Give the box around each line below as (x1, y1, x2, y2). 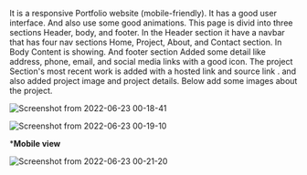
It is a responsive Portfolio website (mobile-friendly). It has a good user (9, 8, 277, 18)
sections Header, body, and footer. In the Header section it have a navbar (9, 27, 285, 37)
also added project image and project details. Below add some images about (9, 76, 298, 86)
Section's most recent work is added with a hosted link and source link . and (9, 66, 297, 77)
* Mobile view (9, 139, 61, 149)
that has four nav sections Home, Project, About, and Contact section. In (9, 36, 282, 47)
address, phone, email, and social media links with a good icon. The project (9, 57, 293, 67)
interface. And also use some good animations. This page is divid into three (9, 17, 293, 28)
